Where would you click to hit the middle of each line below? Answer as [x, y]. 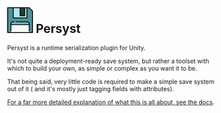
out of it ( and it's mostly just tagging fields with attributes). [91, 88]
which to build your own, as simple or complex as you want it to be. [102, 68]
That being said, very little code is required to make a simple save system [111, 81]
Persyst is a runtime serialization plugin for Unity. [77, 47]
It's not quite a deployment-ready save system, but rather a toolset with [108, 61]
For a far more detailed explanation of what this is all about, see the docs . [111, 102]
